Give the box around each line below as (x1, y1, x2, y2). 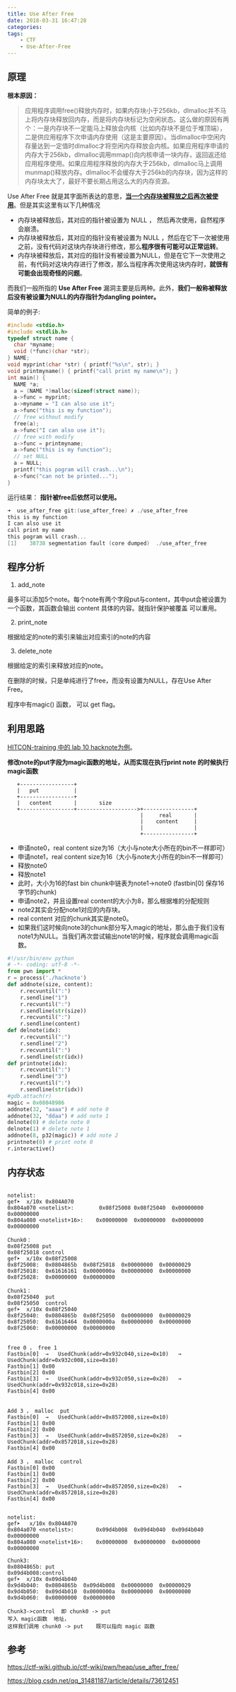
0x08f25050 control (7, 1299, 69, 1307)
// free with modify (13, 433, 74, 440)
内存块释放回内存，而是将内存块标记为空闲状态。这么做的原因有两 (37, 114, 230, 124)
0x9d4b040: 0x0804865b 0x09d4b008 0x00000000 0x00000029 (7, 1582, 191, 1589)
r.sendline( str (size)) (20, 1007, 87, 1014)
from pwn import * (7, 968, 61, 975)
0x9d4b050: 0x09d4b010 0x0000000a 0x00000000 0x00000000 (7, 1587, 191, 1595)
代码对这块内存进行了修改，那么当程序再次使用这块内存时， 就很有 (36, 259, 228, 268)
